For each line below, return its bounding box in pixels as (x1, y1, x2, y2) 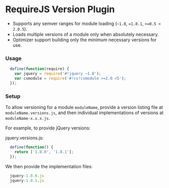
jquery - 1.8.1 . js (10, 178, 44, 183)
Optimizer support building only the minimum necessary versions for (12, 37, 157, 43)
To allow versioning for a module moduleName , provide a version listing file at (5, 104, 163, 111)
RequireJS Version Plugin (5, 4, 115, 15)
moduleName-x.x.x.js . (5, 115, 50, 121)
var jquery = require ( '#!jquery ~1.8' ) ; (14, 71, 101, 76)
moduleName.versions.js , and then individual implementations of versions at (5, 110, 164, 116)
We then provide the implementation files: (5, 163, 93, 169)
